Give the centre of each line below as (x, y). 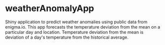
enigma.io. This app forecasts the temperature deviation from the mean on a (83, 27)
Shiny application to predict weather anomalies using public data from (76, 22)
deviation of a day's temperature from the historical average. (67, 37)
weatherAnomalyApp (50, 8)
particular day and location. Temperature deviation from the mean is (74, 32)
